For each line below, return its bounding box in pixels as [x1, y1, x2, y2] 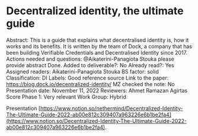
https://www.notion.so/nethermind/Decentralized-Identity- [40, 105, 183, 112]
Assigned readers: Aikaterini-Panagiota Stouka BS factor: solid [6, 68, 159, 75]
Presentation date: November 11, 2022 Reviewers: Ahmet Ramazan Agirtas [6, 87, 188, 94]
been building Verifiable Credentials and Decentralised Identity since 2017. [6, 49, 188, 56]
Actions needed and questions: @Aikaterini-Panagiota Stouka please [6, 55, 175, 62]
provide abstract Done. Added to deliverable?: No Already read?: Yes [6, 61, 174, 69]
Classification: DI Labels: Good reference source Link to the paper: [6, 74, 169, 81]
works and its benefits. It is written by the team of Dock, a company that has [6, 43, 193, 50]
